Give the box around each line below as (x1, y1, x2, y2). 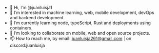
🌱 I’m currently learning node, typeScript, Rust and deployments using (9, 20, 151, 26)
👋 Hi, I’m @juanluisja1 (9, 5, 53, 10)
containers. (9, 25, 33, 31)
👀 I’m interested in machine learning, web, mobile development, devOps (9, 10, 155, 15)
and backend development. (9, 15, 65, 20)
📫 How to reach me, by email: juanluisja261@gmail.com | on (9, 36, 132, 41)
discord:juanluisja (9, 42, 45, 48)
